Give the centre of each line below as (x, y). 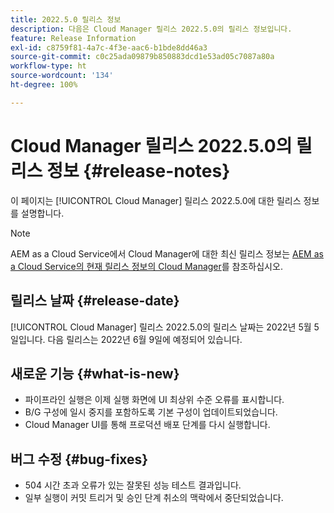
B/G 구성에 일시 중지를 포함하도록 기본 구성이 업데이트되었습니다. (151, 412)
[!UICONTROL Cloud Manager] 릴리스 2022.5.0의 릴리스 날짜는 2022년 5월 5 (165, 327)
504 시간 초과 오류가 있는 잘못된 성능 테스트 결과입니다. (133, 485)
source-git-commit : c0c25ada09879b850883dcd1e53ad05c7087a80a (142, 57)
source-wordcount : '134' (62, 76)
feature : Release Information (73, 38)
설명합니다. (42, 213)
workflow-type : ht (48, 66)
